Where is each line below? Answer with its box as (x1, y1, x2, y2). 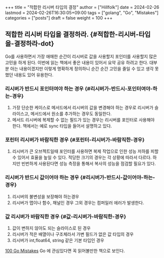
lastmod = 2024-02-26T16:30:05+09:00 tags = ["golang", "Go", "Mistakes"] (5, 10, 159, 16)
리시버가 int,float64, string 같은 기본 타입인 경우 (12, 237, 104, 243)
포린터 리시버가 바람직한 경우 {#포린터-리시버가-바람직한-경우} (5, 137, 145, 143)
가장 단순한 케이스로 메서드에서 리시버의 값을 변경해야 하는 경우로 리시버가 (12, 105, 154, 111)
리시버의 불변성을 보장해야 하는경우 (12, 193, 79, 199)
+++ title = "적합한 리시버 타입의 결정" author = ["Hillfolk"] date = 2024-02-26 (5, 4, 160, 10)
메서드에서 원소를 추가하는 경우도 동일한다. (30, 111, 112, 117)
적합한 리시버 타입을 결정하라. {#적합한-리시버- (5, 30, 139, 39)
